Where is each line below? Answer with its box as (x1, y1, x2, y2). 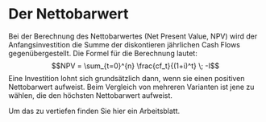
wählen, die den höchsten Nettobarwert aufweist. (8, 90, 173, 100)
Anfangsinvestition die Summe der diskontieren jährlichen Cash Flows (8, 39, 240, 49)
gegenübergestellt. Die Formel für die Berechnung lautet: (8, 48, 197, 58)
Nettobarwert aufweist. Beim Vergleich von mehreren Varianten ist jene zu (8, 82, 255, 91)
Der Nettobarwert (8, 5, 129, 23)
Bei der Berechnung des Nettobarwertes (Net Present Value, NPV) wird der (8, 31, 258, 41)
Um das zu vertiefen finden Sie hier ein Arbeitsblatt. (8, 106, 181, 116)
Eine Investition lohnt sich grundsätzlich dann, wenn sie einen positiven (8, 73, 245, 83)
